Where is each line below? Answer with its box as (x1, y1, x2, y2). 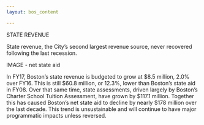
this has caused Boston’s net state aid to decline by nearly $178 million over (6, 99, 197, 106)
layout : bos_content (6, 9, 59, 15)
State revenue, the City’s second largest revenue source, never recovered (6, 43, 192, 50)
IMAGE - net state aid (6, 61, 60, 68)
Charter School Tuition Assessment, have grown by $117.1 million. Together (6, 92, 194, 99)
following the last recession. (6, 49, 78, 57)
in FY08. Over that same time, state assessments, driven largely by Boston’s (6, 86, 198, 93)
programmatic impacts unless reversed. (6, 112, 107, 119)
